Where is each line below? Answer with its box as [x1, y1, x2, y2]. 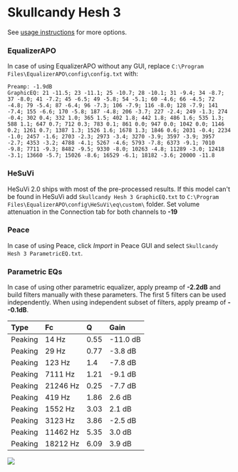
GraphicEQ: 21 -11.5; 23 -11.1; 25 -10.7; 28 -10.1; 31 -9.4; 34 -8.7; [7, 90, 224, 97]
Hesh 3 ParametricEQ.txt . [7, 249, 83, 257]
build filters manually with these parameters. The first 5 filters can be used [7, 290, 227, 299]
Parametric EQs [7, 267, 63, 277]
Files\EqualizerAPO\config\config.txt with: [7, 69, 139, 78]
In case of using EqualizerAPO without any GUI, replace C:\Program [7, 62, 205, 71]
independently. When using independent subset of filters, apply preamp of [7, 298, 227, 307]
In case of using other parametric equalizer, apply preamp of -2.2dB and [7, 283, 221, 292]
